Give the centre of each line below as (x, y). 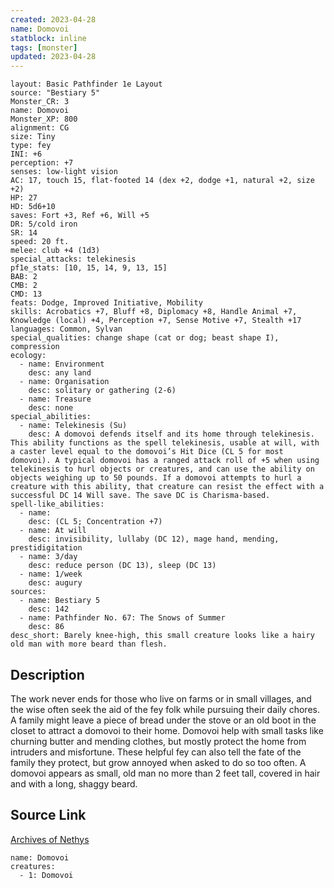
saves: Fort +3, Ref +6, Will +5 (80, 216)
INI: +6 (26, 154)
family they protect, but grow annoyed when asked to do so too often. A (158, 762)
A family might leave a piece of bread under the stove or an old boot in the (163, 720)
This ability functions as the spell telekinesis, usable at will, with (165, 443)
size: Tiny (33, 137)
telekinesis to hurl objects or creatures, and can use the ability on (162, 469)
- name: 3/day (48, 557)
